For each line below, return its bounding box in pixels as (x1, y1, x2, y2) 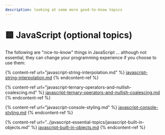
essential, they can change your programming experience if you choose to (5, 54, 157, 60)
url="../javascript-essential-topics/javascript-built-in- (37, 119, 145, 125)
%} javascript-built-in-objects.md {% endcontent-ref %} (31, 124, 146, 130)
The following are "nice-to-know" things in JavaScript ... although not (5, 49, 147, 55)
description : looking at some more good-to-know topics (5, 7, 123, 12)
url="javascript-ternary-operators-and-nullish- (37, 84, 132, 90)
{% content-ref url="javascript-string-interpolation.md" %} (5, 69, 125, 75)
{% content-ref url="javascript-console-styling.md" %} (5, 104, 118, 110)
